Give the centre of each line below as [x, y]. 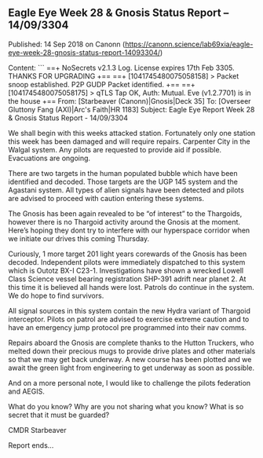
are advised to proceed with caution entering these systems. [106, 198]
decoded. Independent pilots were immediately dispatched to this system [127, 262]
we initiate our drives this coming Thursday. [79, 238]
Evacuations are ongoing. [49, 158]
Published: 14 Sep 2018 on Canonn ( [67, 44]
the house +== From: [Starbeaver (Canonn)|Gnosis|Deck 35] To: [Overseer [130, 101]
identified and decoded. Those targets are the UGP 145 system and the [123, 181]
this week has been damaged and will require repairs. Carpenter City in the [129, 141]
